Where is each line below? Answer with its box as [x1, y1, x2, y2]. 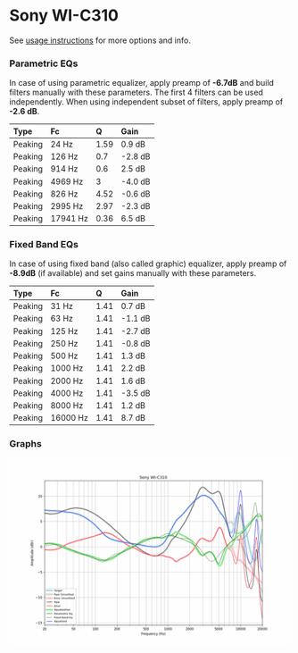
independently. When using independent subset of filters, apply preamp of [9, 96, 284, 107]
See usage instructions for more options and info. [9, 35, 192, 46]
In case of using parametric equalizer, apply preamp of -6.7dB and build [9, 78, 275, 88]
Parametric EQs [9, 57, 79, 70]
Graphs [9, 437, 42, 449]
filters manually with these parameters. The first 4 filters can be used [9, 87, 263, 98]
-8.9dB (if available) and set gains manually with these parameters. [9, 268, 257, 279]
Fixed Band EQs [9, 238, 79, 250]
